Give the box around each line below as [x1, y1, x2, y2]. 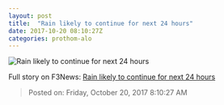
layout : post [8, 11, 53, 20]
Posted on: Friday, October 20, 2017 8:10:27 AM [27, 88, 188, 98]
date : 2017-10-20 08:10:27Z [8, 27, 104, 35]
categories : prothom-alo [8, 34, 92, 43]
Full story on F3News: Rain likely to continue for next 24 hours [8, 72, 216, 82]
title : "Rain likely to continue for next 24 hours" [8, 19, 194, 27]
